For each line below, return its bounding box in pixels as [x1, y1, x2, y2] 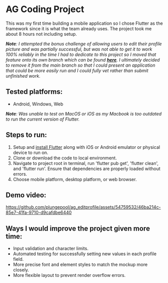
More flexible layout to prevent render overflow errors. [13, 272, 126, 278]
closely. [13, 267, 29, 273]
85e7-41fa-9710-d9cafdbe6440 [6, 209, 72, 215]
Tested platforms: [6, 87, 63, 96]
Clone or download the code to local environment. [13, 155, 117, 161]
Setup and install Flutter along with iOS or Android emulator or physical [13, 144, 160, 150]
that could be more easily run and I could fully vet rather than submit [6, 67, 149, 74]
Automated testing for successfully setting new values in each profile [13, 251, 157, 257]
